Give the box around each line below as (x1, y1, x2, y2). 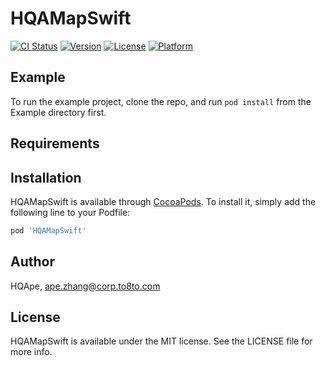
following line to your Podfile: (10, 206, 131, 218)
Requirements (10, 135, 100, 152)
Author (10, 253, 55, 271)
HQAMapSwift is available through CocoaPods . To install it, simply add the (10, 195, 317, 207)
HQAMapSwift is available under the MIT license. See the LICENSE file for (10, 335, 313, 347)
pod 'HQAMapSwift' (10, 225, 87, 236)
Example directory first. (10, 106, 107, 118)
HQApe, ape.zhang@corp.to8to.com (10, 280, 161, 292)
